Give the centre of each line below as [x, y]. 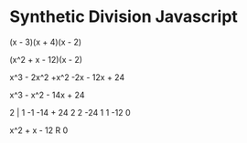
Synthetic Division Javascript [123, 17]
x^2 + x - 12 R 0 [39, 130]
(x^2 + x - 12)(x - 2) [46, 59]
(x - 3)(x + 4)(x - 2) [46, 42]
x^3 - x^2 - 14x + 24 [47, 95]
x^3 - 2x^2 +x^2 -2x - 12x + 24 [67, 77]
